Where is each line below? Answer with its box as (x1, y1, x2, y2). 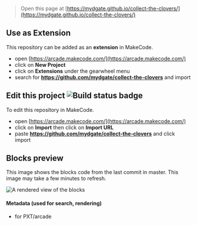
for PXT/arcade (14, 213, 52, 220)
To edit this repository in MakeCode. (6, 106, 94, 113)
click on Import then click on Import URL (14, 124, 114, 131)
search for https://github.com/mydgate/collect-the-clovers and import (14, 73, 191, 81)
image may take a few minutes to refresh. (6, 175, 106, 182)
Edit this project (6, 91, 65, 101)
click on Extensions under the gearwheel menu (14, 67, 131, 74)
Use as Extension (6, 28, 71, 38)
